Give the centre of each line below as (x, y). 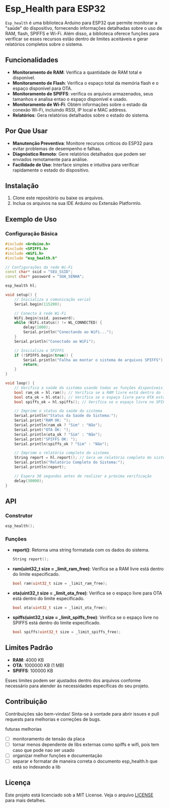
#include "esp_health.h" (31, 258)
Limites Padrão (29, 648)
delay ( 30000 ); (29, 481)
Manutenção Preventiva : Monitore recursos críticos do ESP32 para (82, 143)
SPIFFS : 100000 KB (33, 670)
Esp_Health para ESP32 (55, 9)
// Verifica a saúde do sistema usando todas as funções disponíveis (89, 388)
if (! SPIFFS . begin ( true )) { (44, 355)
